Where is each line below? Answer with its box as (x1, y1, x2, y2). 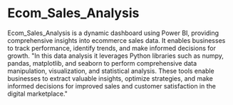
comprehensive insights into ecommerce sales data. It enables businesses (7, 36, 226, 44)
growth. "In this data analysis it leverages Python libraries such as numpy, (7, 51, 224, 60)
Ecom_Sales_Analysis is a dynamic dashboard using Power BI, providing (7, 29, 219, 37)
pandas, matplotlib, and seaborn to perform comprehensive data (7, 59, 197, 67)
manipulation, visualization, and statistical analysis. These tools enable (7, 66, 215, 75)
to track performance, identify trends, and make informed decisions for (7, 44, 216, 52)
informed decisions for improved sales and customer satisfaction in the (7, 81, 216, 90)
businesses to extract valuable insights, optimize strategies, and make (7, 74, 214, 83)
